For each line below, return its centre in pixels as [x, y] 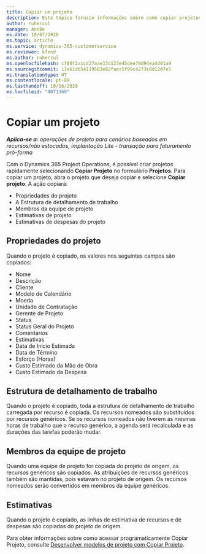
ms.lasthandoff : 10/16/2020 [42, 87]
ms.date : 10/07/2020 [33, 35]
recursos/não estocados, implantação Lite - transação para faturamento [99, 145]
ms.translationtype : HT [37, 75]
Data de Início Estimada [45, 346]
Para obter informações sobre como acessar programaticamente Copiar [97, 538]
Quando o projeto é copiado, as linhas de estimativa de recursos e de [94, 520]
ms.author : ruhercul [33, 58]
